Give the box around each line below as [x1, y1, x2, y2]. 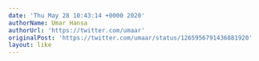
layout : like [8, 41, 52, 49]
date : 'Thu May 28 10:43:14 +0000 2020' [8, 11, 146, 20]
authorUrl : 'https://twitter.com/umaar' [8, 26, 146, 34]
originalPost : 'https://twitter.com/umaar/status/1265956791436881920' [8, 33, 253, 42]
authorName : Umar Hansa [8, 19, 88, 27]
